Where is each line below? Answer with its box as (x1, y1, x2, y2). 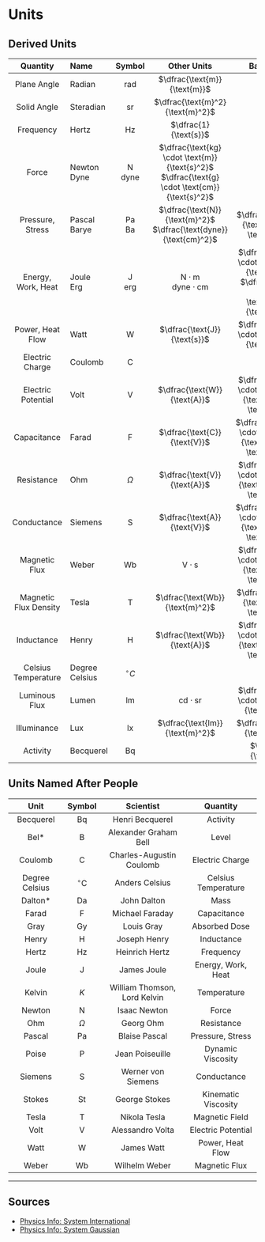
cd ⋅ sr (178, 695, 203, 706)
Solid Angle (16, 101, 59, 112)
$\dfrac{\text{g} (160, 172, 220, 183)
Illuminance (15, 722, 59, 733)
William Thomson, (109, 982, 176, 993)
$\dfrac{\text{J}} (159, 324, 221, 335)
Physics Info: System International (19, 1216, 131, 1225)
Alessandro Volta (111, 1124, 175, 1135)
